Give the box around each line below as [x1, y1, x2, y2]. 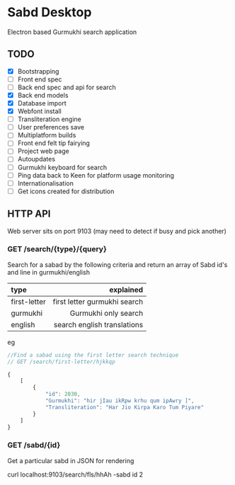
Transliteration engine [17, 115, 81, 124]
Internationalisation [17, 178, 74, 188]
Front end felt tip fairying [17, 139, 91, 147]
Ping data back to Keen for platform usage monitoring [17, 171, 175, 179]
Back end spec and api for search [17, 83, 117, 91]
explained [109, 285, 144, 295]
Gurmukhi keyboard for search [17, 163, 108, 171]
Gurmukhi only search [69, 308, 144, 318]
